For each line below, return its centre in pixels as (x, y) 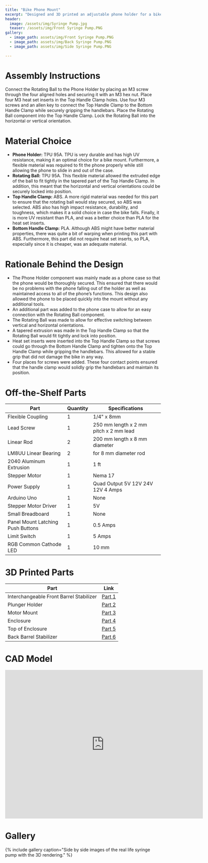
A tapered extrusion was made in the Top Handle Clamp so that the (81, 330)
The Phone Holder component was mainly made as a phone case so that (86, 278)
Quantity (78, 408)
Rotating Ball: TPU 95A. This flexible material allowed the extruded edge (86, 176)
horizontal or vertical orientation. (38, 121)
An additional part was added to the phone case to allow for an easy (82, 310)
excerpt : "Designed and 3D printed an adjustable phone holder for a (78, 14)
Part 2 (109, 605)
